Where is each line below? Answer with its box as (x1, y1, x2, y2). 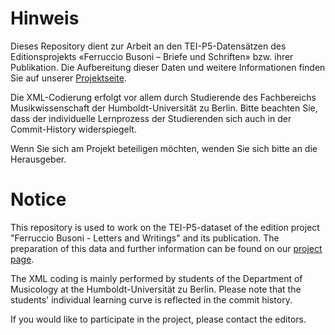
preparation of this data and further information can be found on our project (10, 242, 323, 254)
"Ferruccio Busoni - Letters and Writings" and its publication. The (10, 232, 280, 244)
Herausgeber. (10, 153, 67, 165)
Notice (10, 188, 67, 211)
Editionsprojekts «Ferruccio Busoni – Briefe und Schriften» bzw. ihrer (10, 50, 294, 62)
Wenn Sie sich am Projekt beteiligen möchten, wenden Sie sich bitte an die (10, 142, 318, 154)
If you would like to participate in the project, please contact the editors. (10, 313, 307, 325)
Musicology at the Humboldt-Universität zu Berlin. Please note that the (10, 283, 302, 295)
